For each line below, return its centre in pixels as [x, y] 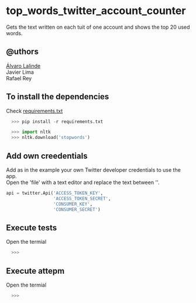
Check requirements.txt [35, 111]
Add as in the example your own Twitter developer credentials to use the [94, 170]
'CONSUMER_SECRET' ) [77, 209]
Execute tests [32, 228]
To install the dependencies [58, 97]
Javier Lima [20, 72]
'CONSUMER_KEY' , [73, 204]
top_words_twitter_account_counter [96, 11]
